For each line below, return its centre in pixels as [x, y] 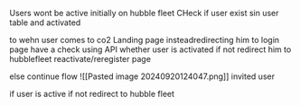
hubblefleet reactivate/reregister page [80, 59]
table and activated [45, 22]
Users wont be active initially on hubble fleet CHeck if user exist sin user [144, 13]
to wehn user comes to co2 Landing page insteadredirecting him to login [145, 40]
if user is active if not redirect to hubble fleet [92, 94]
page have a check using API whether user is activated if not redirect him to [150, 49]
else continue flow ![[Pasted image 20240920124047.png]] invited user [142, 76]
